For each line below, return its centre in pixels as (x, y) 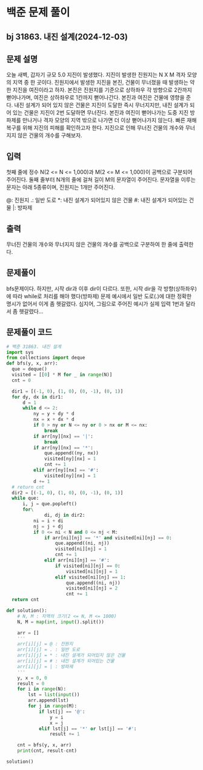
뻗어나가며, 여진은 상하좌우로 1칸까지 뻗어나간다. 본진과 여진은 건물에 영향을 (95, 98)
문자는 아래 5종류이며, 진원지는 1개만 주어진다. (61, 187)
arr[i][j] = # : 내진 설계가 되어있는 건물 (66, 661)
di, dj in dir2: (65, 516)
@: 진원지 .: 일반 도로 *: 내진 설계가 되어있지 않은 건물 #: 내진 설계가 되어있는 (97, 200)
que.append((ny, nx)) (72, 453)
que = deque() (29, 369)
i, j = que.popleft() (50, 504)
